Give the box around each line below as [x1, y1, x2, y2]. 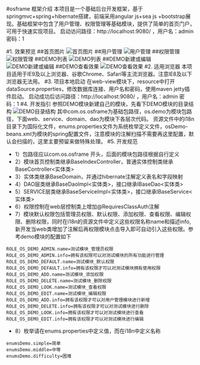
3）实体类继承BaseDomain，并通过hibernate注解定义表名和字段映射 [14, 173, 183, 180]
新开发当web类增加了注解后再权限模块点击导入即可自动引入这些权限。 [14, 225, 189, 233]
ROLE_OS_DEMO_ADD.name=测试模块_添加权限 [6, 272, 104, 277]
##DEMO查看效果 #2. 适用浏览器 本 [55, 63, 187, 70]
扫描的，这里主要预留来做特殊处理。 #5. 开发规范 [16, 138, 138, 145]
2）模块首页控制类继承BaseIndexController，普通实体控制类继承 [14, 158, 174, 165]
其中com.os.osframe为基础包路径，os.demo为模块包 [56, 108, 187, 115]
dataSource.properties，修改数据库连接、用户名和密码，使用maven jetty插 [6, 86, 190, 92]
